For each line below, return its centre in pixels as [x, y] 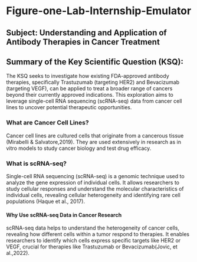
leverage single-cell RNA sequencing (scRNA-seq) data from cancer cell [94, 101]
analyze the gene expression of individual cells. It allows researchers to [93, 182]
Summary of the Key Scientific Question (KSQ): [95, 62]
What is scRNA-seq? [36, 163]
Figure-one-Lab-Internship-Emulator [99, 11]
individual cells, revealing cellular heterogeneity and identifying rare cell [93, 195]
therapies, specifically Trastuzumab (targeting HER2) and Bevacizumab [93, 82]
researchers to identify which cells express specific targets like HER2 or [93, 241]
